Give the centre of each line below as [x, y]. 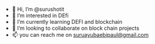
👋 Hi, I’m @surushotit [38, 9]
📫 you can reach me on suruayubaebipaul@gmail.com [80, 35]
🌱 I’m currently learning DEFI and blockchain [67, 22]
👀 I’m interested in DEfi [40, 15]
